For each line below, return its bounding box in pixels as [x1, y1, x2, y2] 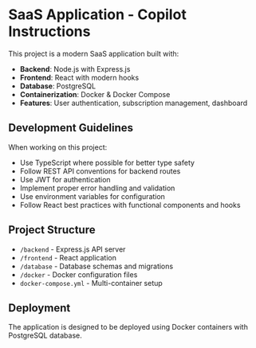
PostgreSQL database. [8, 330, 82, 340]
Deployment [8, 301, 71, 315]
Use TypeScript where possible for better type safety [19, 158, 195, 167]
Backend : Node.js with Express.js [19, 64, 131, 73]
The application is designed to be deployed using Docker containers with [8, 323, 249, 332]
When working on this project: [8, 142, 108, 152]
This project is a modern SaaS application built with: [8, 49, 179, 58]
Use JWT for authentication [19, 174, 111, 184]
